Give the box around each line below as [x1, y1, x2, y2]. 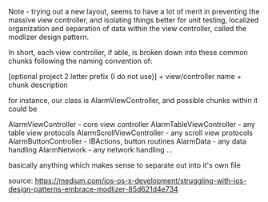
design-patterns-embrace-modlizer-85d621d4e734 [8, 184, 178, 194]
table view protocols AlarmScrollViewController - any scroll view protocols [8, 128, 254, 137]
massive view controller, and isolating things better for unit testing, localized [8, 15, 259, 25]
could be [8, 104, 38, 113]
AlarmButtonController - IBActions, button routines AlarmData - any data [8, 137, 246, 146]
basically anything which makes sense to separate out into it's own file [8, 160, 242, 170]
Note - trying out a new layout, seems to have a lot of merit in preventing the [8, 7, 260, 16]
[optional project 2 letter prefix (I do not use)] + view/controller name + [8, 72, 242, 81]
